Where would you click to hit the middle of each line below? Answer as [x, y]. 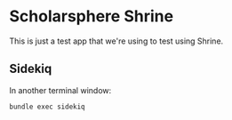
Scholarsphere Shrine [92, 16]
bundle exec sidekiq [48, 107]
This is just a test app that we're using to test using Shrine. [116, 41]
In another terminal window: [60, 90]
